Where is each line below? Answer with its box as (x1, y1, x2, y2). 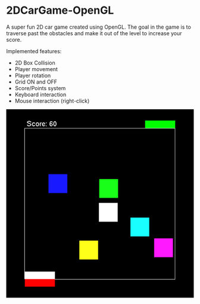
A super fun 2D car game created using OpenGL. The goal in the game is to (6, 23, 192, 30)
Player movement (14, 65, 58, 72)
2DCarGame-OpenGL (6, 4, 114, 17)
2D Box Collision (14, 59, 55, 66)
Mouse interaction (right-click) (14, 97, 90, 105)
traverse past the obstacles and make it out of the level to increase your (6, 29, 183, 36)
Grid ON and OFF (14, 78, 58, 85)
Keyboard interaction (14, 91, 67, 98)
